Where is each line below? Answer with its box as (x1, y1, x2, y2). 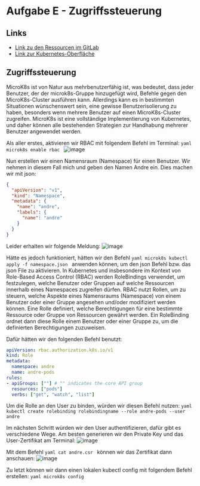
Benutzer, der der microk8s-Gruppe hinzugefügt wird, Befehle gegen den (6, 90, 187, 97)
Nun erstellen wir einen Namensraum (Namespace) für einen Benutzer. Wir (6, 157, 190, 164)
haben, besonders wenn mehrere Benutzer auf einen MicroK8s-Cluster (6, 109, 181, 116)
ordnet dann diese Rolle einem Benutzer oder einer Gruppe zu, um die (6, 317, 179, 325)
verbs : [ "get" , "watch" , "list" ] (11, 392, 95, 398)
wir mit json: (6, 170, 36, 177)
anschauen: (6, 455, 35, 462)
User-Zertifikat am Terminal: (6, 437, 76, 444)
